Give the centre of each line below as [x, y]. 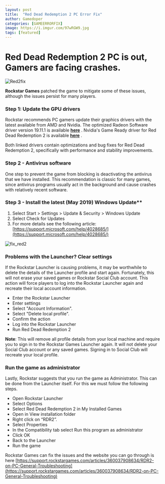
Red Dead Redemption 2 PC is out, [76, 57]
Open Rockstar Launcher [37, 398]
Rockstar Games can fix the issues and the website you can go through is [80, 455]
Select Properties [30, 425]
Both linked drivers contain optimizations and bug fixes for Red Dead [75, 145]
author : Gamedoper [24, 19]
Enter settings [26, 303]
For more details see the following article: [54, 223]
